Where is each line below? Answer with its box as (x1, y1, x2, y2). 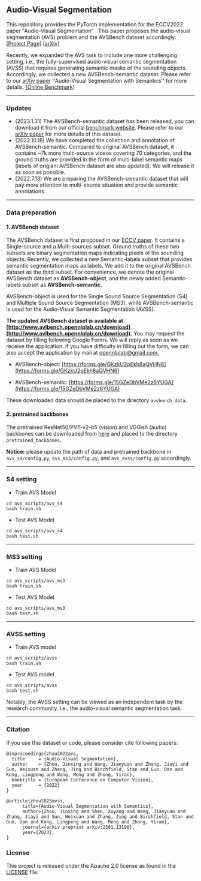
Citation (6, 726, 30, 734)
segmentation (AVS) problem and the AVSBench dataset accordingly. (6, 33, 176, 41)
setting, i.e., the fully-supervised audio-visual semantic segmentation (6, 58, 177, 65)
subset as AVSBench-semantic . (22, 281, 102, 289)
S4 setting (6, 475, 37, 484)
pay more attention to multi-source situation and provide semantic (14, 181, 178, 188)
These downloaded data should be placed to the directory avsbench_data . (6, 397, 187, 404)
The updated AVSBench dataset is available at (6, 317, 124, 325)
